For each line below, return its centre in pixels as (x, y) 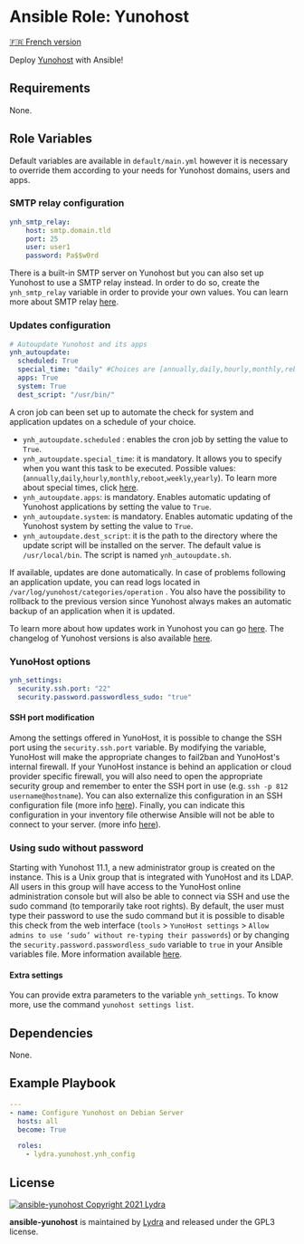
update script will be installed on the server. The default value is (142, 545)
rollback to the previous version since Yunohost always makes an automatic (151, 601)
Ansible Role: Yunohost (100, 17)
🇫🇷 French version (45, 42)
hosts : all (38, 1121)
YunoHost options (50, 661)
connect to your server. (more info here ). (85, 824)
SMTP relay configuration (67, 203)
